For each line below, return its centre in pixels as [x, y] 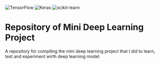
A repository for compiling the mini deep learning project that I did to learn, [80, 51]
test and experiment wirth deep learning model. [53, 56]
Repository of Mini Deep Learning [74, 27]
